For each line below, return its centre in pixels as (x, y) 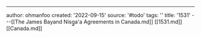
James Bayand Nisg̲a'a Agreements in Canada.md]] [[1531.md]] (104, 22)
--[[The (16, 22)
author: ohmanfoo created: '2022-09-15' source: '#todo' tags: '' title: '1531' (98, 15)
